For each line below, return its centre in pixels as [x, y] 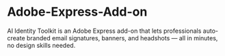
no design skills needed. [41, 45]
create [16, 38]
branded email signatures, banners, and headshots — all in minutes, [122, 38]
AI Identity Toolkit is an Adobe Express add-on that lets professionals [104, 31]
